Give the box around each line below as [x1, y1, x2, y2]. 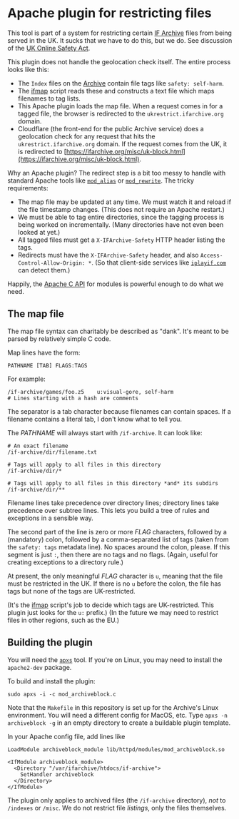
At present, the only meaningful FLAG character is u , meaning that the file [7, 571, 223, 580]
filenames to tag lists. [17, 94, 81, 103]
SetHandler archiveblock [20, 770, 94, 778]
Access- [200, 252, 223, 259]
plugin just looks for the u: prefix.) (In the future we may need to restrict [7, 608, 219, 616]
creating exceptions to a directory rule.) [7, 558, 123, 566]
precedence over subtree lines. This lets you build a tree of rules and [7, 506, 210, 514]
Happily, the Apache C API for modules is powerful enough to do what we [7, 280, 224, 288]
